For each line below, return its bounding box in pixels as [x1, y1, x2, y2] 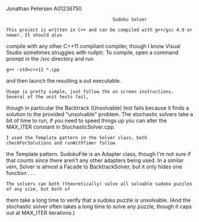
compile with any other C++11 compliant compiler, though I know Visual [6, 43, 181, 49]
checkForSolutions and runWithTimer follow [6, 140, 116, 146]
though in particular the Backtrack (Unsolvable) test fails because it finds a [6, 104, 189, 111]
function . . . [6, 170, 36, 176]
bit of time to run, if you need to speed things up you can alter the [6, 117, 168, 124]
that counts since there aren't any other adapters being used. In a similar [6, 157, 184, 164]
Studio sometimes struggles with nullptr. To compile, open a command [6, 49, 179, 56]
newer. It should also [6, 32, 62, 38]
